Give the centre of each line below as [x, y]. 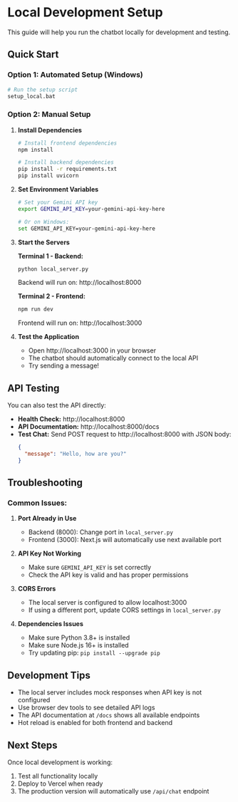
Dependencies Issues [51, 624]
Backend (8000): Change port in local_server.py [100, 532]
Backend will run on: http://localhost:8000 [79, 283]
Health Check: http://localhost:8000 [71, 419]
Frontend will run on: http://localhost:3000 [80, 323]
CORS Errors [37, 589]
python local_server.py [53, 269]
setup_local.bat [31, 96]
